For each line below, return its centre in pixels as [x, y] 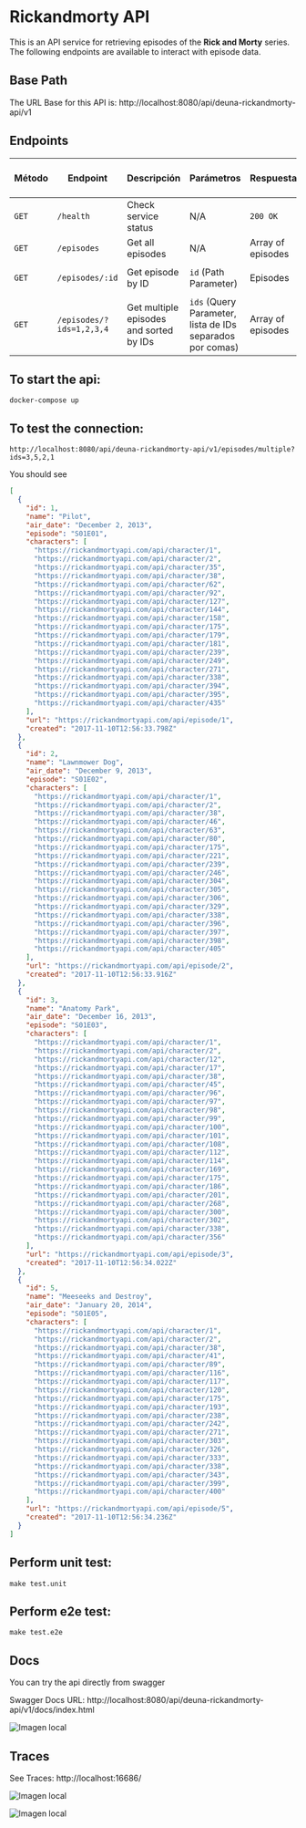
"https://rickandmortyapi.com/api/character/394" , [132, 686]
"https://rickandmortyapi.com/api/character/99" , [129, 1118]
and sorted [150, 330]
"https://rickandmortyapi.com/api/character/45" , [129, 1085]
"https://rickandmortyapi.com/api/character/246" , [132, 873]
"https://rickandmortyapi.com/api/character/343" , [132, 1475]
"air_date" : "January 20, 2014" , [89, 1305]
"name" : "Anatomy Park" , [73, 1008]
